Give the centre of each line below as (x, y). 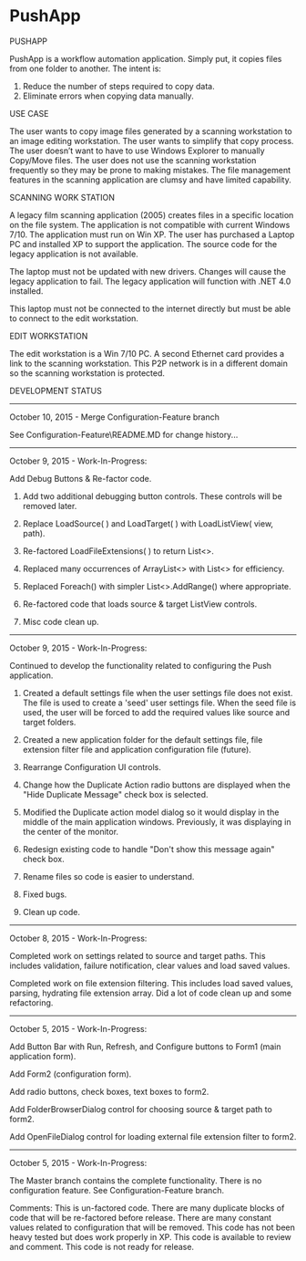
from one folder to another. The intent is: (86, 68)
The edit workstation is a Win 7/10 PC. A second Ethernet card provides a (147, 353)
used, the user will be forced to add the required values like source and (156, 712)
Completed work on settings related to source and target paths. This (138, 955)
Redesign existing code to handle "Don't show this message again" (148, 849)
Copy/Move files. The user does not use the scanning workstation (133, 160)
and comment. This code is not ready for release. (102, 1246)
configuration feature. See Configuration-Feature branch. (117, 1190)
